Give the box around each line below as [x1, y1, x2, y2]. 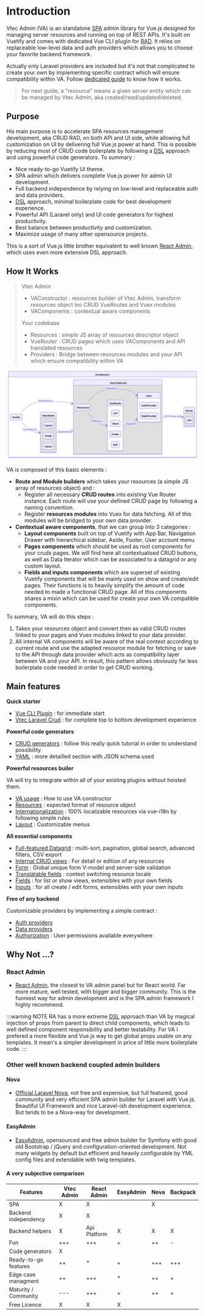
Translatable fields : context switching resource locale [15, 870, 151, 877]
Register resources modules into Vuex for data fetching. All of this [24, 510, 192, 517]
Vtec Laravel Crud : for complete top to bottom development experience [15, 716, 196, 723]
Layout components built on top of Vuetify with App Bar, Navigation [24, 530, 196, 537]
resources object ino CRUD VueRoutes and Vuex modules [30, 301, 176, 308]
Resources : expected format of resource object [15, 801, 136, 808]
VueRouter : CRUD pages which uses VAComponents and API [30, 337, 186, 345]
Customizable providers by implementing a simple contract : [6, 907, 157, 914]
